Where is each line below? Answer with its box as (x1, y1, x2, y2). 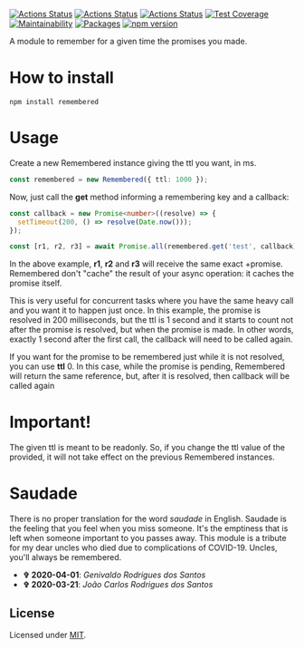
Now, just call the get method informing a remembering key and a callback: (9, 191, 290, 202)
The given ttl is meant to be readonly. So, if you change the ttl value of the (9, 442, 285, 453)
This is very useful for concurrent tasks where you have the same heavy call (9, 295, 294, 306)
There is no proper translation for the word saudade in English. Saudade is (9, 513, 287, 525)
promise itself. (9, 277, 62, 289)
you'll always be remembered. (9, 552, 122, 563)
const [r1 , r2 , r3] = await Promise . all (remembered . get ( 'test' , (9, 242, 257, 251)
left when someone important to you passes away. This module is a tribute (9, 533, 287, 544)
